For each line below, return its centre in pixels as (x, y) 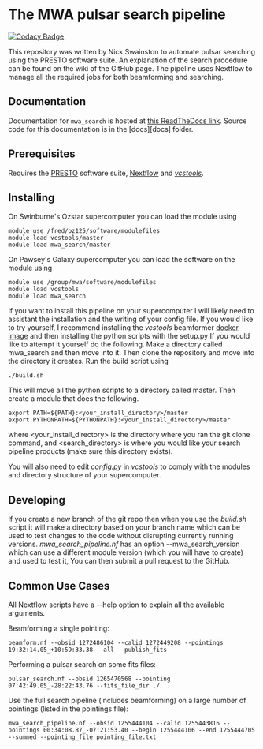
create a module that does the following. (74, 399)
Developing (37, 500)
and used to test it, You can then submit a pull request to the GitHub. (119, 561)
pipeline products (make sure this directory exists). (91, 451)
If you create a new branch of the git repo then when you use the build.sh (127, 519)
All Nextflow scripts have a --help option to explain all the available (117, 605)
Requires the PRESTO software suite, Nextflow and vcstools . (106, 173)
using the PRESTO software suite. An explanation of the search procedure (128, 60)
